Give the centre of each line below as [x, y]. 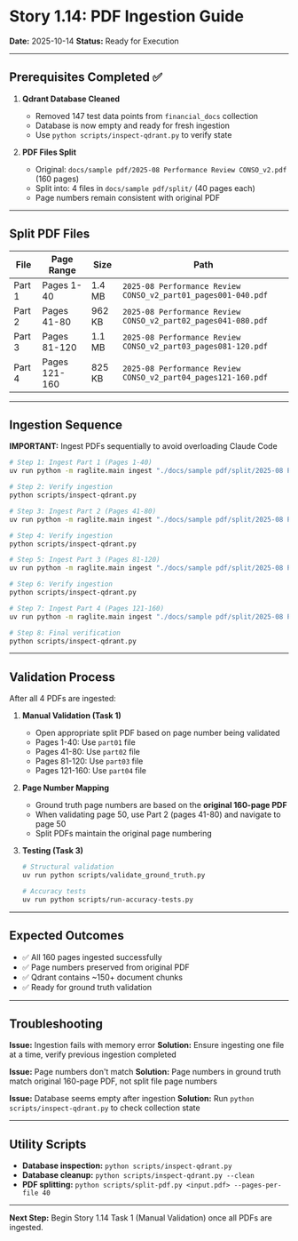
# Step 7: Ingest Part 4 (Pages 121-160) [87, 608]
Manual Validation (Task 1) [71, 716]
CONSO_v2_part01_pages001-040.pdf [196, 295]
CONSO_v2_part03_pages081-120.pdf [196, 346]
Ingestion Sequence [66, 424]
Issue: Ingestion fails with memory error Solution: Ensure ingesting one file [147, 1045]
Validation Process [62, 677]
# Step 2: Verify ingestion [61, 487]
